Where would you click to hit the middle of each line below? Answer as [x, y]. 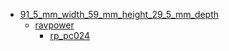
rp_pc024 [70, 35]
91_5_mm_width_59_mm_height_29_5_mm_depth [119, 14]
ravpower [54, 25]
